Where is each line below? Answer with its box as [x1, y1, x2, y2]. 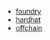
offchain [15, 24, 43, 32]
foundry [15, 7, 41, 16]
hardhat [15, 15, 41, 24]
